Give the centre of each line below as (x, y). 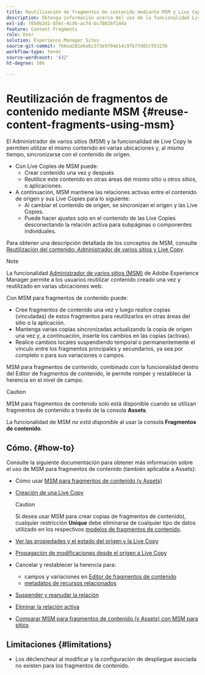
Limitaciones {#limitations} (59, 644)
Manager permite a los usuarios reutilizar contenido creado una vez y (94, 280)
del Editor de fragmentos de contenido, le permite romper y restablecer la (99, 374)
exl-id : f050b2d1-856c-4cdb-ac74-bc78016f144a (67, 23)
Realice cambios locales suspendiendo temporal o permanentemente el (105, 342)
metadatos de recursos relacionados (70, 583)
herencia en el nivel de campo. (45, 380)
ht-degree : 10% (26, 63)
